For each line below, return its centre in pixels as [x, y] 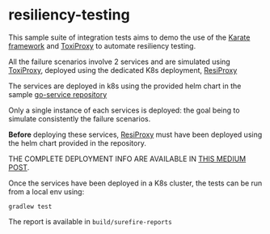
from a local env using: [46, 191]
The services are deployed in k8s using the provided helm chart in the [125, 86]
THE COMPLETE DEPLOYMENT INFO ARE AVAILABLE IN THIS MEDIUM [127, 159]
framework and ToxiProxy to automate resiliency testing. [102, 45]
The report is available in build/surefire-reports [90, 221]
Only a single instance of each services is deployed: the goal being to [124, 110]
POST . [19, 167]
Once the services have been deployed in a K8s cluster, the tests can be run [135, 183]
